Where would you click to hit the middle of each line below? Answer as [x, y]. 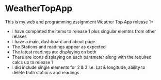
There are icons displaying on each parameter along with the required [82, 57]
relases [19, 36]
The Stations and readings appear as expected [59, 47]
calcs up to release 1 [32, 62]
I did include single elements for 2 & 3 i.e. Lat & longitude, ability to [79, 67]
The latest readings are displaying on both [54, 52]
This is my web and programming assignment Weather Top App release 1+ [79, 22]
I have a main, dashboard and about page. [54, 41]
